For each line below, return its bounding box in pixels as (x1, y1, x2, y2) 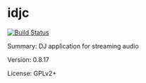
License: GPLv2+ (7, 69, 57, 77)
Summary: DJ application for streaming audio (7, 41, 139, 50)
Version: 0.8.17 (7, 55, 49, 64)
